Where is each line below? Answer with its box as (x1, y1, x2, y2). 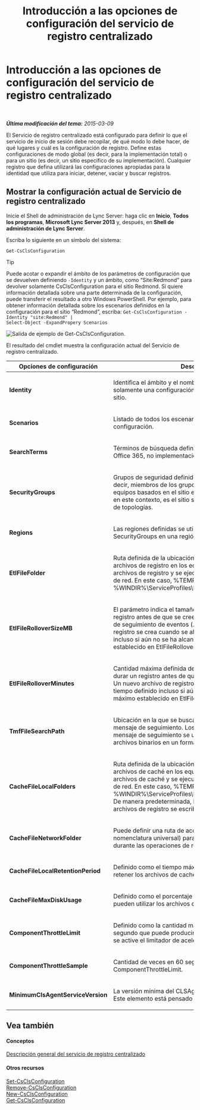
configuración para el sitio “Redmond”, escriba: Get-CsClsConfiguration (6, 308, 182, 315)
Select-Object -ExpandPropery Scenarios (6, 320, 108, 326)
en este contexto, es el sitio (112, 495, 190, 504)
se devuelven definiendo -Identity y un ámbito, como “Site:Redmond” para (6, 276, 192, 283)
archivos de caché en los (112, 767, 183, 775)
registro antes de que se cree (112, 612, 195, 621)
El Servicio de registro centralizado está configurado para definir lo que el (6, 131, 187, 139)
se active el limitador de (112, 936, 180, 945)
